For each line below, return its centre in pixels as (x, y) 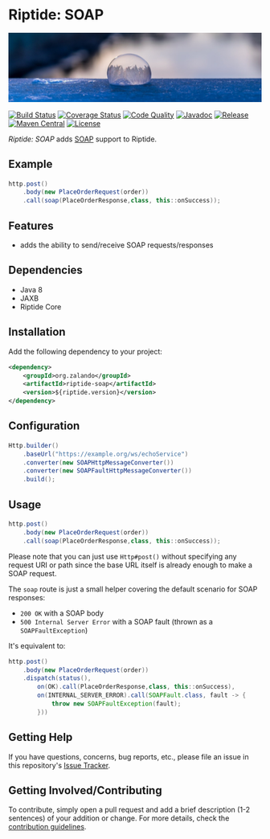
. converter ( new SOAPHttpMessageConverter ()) (98, 462)
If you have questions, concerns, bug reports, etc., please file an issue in (129, 756)
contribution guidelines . (47, 827)
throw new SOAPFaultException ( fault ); (116, 704)
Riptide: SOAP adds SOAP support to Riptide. (83, 139)
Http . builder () (34, 445)
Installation (37, 332)
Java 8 (31, 289)
